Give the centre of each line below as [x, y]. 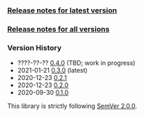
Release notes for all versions [58, 29]
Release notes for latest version [62, 10]
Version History [34, 47]
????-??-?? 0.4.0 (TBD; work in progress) [76, 63]
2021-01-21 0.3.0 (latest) [52, 70]
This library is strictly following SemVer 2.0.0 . [72, 106]
